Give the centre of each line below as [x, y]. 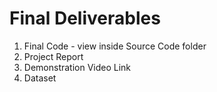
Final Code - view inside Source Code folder [115, 46]
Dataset [40, 78]
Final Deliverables [85, 18]
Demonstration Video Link [77, 67]
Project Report [53, 56]
